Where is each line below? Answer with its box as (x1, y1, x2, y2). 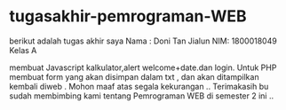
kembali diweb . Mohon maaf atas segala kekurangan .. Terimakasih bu (9, 81, 269, 91)
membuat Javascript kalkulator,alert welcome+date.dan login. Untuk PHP (9, 62, 277, 73)
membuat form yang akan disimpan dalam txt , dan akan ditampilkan (9, 71, 259, 82)
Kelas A (9, 44, 37, 55)
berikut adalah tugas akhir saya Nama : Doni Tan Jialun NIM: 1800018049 (9, 35, 277, 46)
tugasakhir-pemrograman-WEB (9, 6, 247, 27)
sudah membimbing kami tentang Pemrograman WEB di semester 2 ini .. (9, 90, 274, 101)
